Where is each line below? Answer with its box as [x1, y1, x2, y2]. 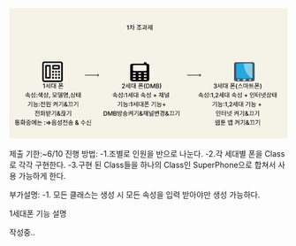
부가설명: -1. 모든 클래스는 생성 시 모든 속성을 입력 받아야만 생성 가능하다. [9, 189, 261, 200]
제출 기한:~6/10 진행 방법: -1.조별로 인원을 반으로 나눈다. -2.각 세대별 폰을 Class [9, 148, 285, 158]
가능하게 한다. [18, 170, 66, 181]
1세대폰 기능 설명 [9, 208, 67, 219]
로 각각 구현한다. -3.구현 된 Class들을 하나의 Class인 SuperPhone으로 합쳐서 [9, 159, 277, 170]
